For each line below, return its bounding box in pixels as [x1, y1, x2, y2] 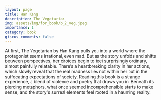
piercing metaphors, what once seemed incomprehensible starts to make [5, 84, 154, 90]
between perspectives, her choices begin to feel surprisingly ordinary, [5, 58, 148, 64]
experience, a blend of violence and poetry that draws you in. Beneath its [5, 79, 154, 84]
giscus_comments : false [5, 35, 54, 40]
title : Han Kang [5, 12, 38, 17]
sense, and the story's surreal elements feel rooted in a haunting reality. [5, 89, 151, 95]
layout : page [5, 7, 32, 12]
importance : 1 [5, 25, 34, 30]
